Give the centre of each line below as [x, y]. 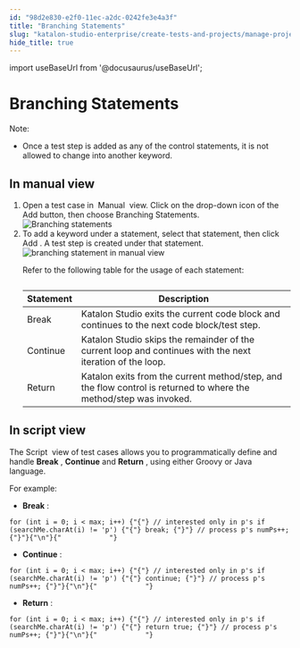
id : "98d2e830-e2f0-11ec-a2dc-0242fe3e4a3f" [93, 17]
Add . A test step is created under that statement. [112, 243]
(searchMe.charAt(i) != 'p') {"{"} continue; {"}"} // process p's [137, 578]
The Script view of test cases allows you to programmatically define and [143, 451]
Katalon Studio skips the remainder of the [168, 339]
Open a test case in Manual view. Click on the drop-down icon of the [150, 205]
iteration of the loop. [123, 362]
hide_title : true [42, 42]
